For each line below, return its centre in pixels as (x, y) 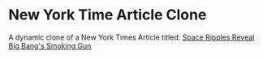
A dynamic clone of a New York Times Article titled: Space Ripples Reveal (131, 37)
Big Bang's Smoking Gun (50, 45)
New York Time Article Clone (108, 15)
